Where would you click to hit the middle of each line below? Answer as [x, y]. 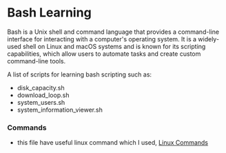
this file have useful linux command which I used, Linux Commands [113, 143]
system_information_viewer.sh [60, 110]
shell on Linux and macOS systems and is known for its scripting [114, 46]
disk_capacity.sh [41, 88]
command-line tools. [37, 61]
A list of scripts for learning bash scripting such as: [80, 74]
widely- [208, 39]
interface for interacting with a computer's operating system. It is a [102, 39]
